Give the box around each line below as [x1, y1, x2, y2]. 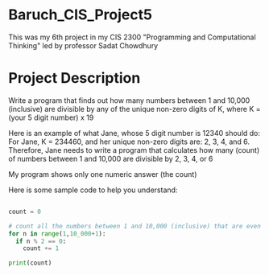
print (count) [8, 259, 52, 267]
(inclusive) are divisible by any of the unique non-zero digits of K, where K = [8, 104, 261, 113]
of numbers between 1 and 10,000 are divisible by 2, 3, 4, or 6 [8, 154, 213, 163]
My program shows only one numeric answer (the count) [8, 169, 197, 179]
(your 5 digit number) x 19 [8, 113, 94, 122]
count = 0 [8, 207, 42, 215]
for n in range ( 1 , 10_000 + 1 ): [8, 229, 106, 238]
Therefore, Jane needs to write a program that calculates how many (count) [8, 145, 260, 154]
